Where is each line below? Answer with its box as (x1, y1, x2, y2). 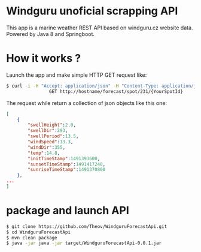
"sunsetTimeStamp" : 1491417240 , (28, 161, 106, 167)
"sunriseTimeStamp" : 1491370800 (28, 167, 106, 173)
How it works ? (6, 52, 81, 65)
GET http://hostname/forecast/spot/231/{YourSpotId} (48, 88, 184, 94)
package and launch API (6, 204, 130, 217)
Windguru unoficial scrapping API (6, 4, 178, 18)
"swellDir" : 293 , (28, 128, 68, 134)
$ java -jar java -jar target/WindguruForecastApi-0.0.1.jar (6, 240, 162, 247)
